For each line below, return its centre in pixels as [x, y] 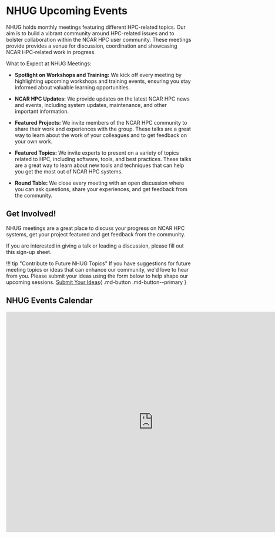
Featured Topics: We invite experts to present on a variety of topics [97, 153]
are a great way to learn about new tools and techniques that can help [99, 165]
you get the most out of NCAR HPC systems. [69, 171]
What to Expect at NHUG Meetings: [49, 64]
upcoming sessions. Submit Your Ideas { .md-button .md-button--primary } [96, 282]
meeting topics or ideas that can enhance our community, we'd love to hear [98, 269]
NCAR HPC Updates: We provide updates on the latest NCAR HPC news [102, 99]
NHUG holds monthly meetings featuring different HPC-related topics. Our [96, 27]
